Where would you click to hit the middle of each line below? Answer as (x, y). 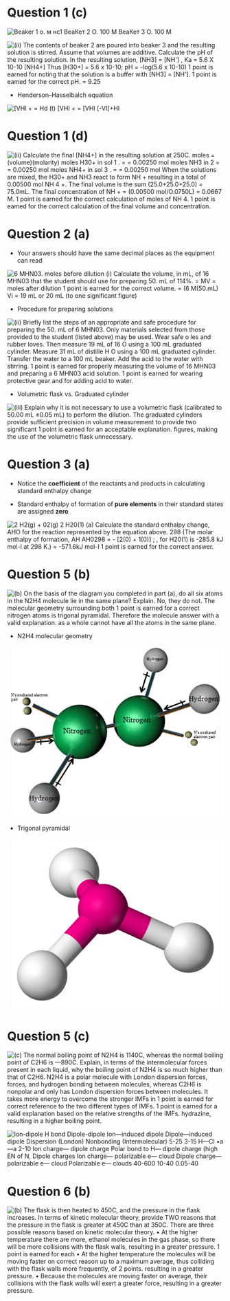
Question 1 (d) (48, 136)
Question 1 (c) (47, 13)
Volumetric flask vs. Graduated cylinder (73, 394)
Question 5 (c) (48, 1036)
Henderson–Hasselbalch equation (65, 95)
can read (30, 260)
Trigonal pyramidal (44, 828)
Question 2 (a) (49, 234)
